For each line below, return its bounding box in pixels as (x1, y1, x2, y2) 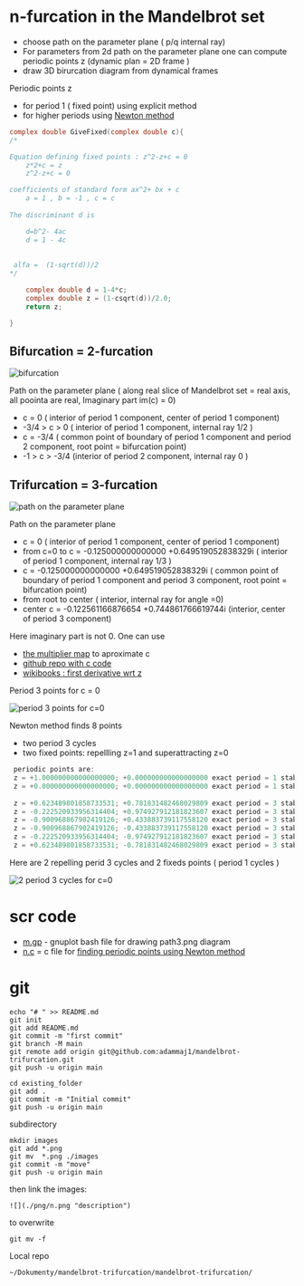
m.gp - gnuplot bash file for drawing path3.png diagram (22, 936, 231, 947)
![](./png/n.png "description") (9, 1201, 131, 1210)
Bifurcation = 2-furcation (9, 343, 154, 359)
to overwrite (9, 1216, 54, 1228)
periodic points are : (13, 765, 95, 774)
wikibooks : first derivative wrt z (22, 667, 142, 678)
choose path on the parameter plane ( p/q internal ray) (22, 36, 226, 47)
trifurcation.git (9, 1055, 75, 1064)
